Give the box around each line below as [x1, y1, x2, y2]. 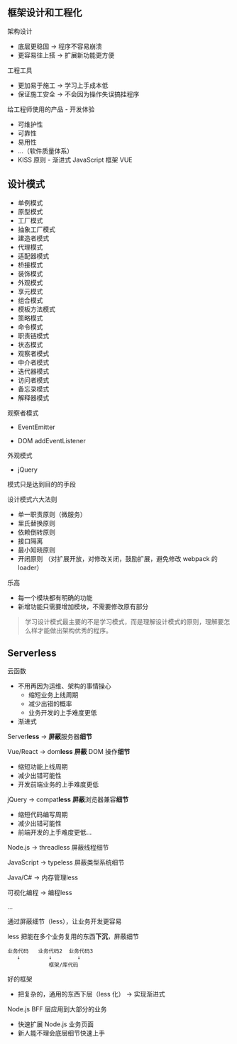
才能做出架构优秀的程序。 [37, 626, 112, 635]
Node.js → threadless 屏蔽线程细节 [7, 843, 109, 852]
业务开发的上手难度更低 [28, 709, 97, 717]
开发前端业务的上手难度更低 [17, 780, 99, 789]
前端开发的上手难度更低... [17, 828, 92, 837]
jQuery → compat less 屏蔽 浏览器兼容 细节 [7, 795, 129, 804]
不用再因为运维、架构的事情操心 [17, 682, 111, 690]
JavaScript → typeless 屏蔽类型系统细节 [7, 858, 125, 867]
